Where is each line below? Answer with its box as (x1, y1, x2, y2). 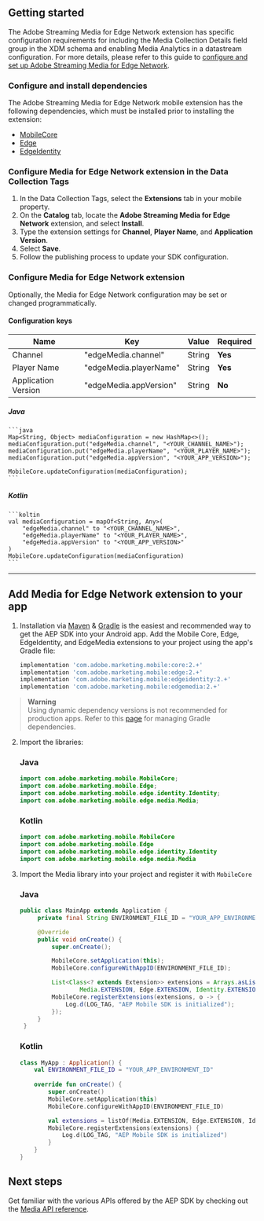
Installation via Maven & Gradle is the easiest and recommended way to (19, 621, 251, 630)
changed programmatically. (8, 298, 97, 307)
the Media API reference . (8, 1204, 89, 1213)
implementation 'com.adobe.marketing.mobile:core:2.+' (19, 661, 203, 669)
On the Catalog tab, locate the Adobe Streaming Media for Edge (19, 211, 230, 220)
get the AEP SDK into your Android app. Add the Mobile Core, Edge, (19, 629, 240, 639)
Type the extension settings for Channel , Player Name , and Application (19, 227, 254, 236)
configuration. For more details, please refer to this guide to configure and (8, 52, 248, 61)
